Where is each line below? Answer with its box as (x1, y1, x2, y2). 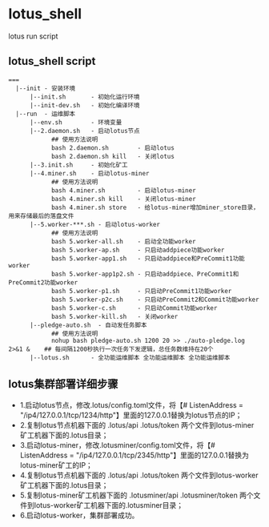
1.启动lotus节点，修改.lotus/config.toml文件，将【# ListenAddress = (19, 400, 244, 409)
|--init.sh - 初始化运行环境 (29, 93, 140, 101)
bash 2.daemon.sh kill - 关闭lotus (50, 152, 175, 160)
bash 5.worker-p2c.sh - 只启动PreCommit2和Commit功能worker (50, 296, 259, 304)
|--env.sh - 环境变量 (29, 118, 122, 127)
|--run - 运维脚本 (15, 110, 76, 118)
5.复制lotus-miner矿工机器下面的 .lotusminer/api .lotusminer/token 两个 (19, 490, 254, 500)
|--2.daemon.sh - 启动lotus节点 (29, 127, 140, 135)
